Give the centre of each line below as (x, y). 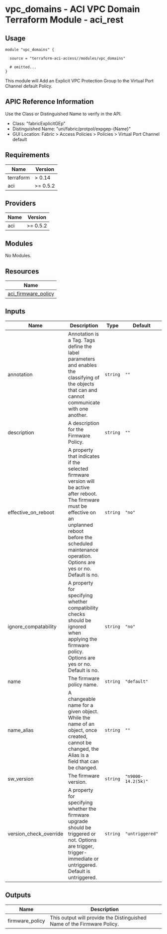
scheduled (80, 544)
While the (79, 717)
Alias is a (78, 755)
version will (81, 481)
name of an (81, 724)
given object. (83, 711)
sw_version (21, 779)
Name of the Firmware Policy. (84, 924)
